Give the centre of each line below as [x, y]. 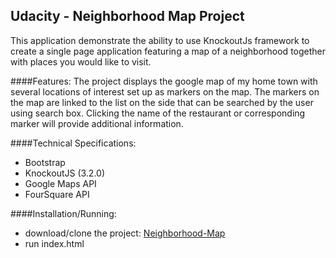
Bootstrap [45, 162]
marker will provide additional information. [97, 123]
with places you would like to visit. [81, 61]
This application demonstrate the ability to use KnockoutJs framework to [160, 40]
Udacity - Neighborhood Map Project [127, 16]
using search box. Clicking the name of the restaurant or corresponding [158, 113]
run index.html [54, 243]
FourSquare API [57, 194]
